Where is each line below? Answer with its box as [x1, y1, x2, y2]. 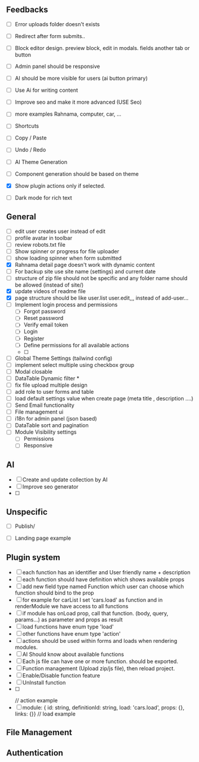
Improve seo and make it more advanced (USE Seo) [14, 98, 142, 106]
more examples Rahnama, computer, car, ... [14, 110, 122, 118]
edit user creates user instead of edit [14, 228, 106, 235]
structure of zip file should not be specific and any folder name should [14, 275, 188, 282]
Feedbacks [6, 5, 48, 15]
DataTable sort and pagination [14, 422, 89, 429]
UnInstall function [22, 679, 66, 686]
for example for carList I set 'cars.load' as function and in [22, 596, 163, 604]
